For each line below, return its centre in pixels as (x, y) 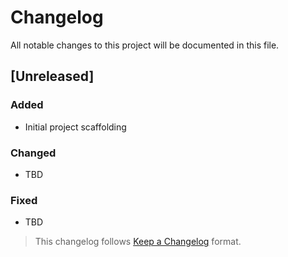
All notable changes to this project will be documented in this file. (145, 45)
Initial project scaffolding (75, 127)
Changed (33, 153)
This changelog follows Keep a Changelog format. (138, 242)
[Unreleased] (52, 76)
